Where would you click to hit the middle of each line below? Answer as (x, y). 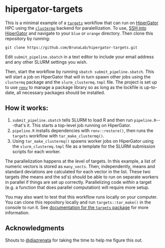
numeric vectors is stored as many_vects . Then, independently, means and (80, 166)
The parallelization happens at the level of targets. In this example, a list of (81, 161)
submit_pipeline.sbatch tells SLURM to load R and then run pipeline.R (84, 120)
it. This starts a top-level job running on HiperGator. (79, 125)
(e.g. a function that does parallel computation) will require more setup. (77, 187)
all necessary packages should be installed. (61, 92)
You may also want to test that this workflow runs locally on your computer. (82, 197)
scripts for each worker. (36, 151)
